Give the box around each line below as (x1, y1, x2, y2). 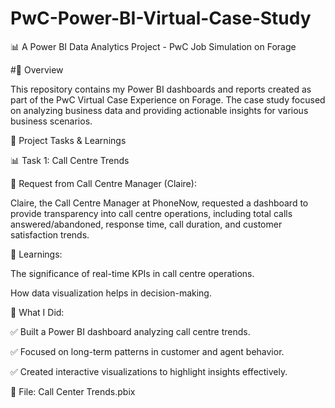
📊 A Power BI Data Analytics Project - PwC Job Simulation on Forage (10, 40, 297, 52)
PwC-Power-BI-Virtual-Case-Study (10, 7, 312, 30)
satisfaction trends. (10, 228, 90, 241)
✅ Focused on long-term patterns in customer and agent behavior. (10, 345, 285, 357)
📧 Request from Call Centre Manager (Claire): (10, 177, 197, 189)
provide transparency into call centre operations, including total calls (10, 207, 293, 219)
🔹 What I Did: (10, 306, 65, 318)
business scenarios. (10, 115, 93, 127)
